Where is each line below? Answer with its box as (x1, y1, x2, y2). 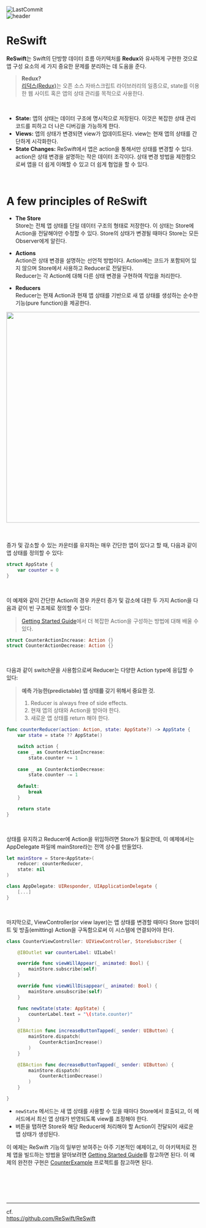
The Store (15, 215, 41, 222)
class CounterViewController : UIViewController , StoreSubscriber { (6, 938, 183, 944)
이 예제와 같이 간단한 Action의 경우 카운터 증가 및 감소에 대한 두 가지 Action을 (6, 597, 192, 604)
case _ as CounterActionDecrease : (17, 766, 105, 772)
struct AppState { (6, 561, 53, 567)
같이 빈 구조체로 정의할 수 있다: (17, 604, 91, 611)
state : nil (17, 866, 45, 873)
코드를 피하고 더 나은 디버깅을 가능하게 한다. (15, 122, 121, 129)
